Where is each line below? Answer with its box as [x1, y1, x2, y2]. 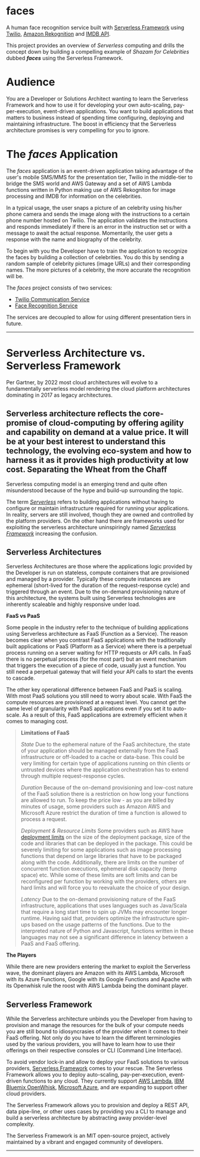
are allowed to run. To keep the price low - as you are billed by [20, 797, 174, 804]
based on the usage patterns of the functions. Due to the [31, 921, 171, 928]
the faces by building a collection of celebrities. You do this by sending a [6, 253, 185, 260]
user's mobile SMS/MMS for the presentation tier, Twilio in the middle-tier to [6, 173, 193, 181]
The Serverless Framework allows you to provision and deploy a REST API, [6, 1102, 189, 1109]
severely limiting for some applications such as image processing [20, 846, 182, 853]
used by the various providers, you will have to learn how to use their [6, 1041, 176, 1048]
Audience [6, 76, 55, 89]
